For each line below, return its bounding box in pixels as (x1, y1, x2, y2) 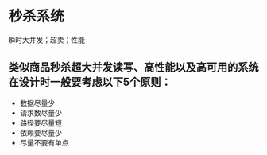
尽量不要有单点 (19, 138, 69, 147)
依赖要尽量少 (19, 128, 62, 138)
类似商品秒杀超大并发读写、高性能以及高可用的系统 (8, 60, 259, 74)
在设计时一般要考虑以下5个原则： (8, 76, 172, 89)
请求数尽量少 (19, 108, 62, 118)
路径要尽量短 (19, 118, 62, 127)
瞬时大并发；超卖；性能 (8, 35, 85, 45)
